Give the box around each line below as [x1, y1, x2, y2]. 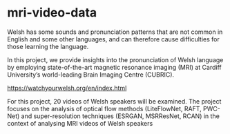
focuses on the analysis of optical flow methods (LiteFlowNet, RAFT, [7, 104, 202, 113]
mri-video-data [7, 5, 97, 21]
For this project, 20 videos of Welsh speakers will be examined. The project [7, 97, 222, 105]
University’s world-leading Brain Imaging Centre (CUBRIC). [7, 70, 175, 79]
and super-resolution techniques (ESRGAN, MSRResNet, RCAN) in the [21, 112, 220, 120]
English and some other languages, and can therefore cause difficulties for [7, 35, 220, 43]
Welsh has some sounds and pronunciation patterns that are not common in [7, 28, 223, 36]
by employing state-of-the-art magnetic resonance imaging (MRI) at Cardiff [7, 63, 222, 71]
